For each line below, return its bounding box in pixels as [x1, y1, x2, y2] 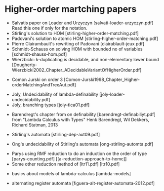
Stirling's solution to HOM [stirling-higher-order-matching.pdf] [11, 30, 139, 36]
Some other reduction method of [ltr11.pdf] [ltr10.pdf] [11, 161, 120, 167]
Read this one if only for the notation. [11, 25, 87, 31]
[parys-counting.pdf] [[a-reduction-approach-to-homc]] [11, 155, 127, 161]
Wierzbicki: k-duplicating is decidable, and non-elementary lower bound [11, 56, 159, 62]
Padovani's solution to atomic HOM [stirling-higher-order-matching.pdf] [11, 36, 159, 41]
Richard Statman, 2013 [11, 122, 58, 128]
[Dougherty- [11, 62, 38, 68]
